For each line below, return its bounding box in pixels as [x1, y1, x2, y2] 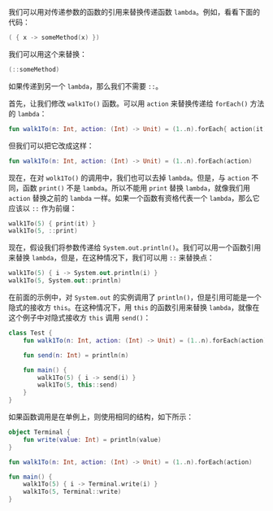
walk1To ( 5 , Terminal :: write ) [23, 487, 122, 496]
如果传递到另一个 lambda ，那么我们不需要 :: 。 [8, 81, 163, 91]
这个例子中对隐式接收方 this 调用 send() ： [8, 312, 151, 322]
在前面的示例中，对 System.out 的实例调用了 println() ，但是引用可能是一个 [8, 292, 262, 302]
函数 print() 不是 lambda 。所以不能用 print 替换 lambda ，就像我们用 [22, 182, 250, 193]
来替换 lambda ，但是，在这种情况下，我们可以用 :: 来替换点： [8, 253, 215, 263]
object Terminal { [8, 428, 71, 436]
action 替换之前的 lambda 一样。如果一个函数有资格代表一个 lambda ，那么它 [8, 193, 260, 203]
